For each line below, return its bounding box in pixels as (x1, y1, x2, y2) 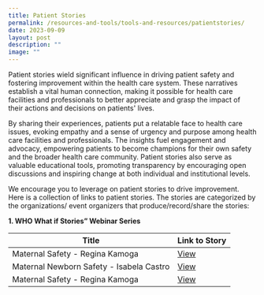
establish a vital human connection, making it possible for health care (8, 87, 234, 95)
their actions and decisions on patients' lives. (8, 103, 155, 113)
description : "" (8, 41, 61, 49)
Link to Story (177, 235, 227, 245)
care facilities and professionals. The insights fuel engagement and (8, 136, 226, 144)
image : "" (8, 48, 41, 56)
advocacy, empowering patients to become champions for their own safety (8, 144, 252, 153)
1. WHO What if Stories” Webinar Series (8, 216, 141, 226)
